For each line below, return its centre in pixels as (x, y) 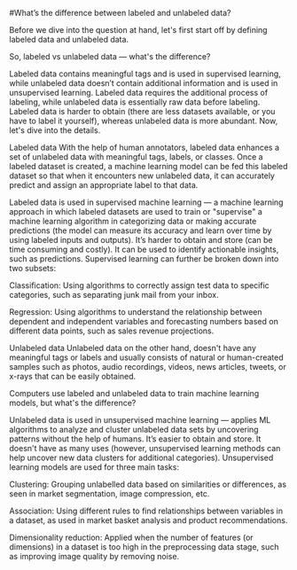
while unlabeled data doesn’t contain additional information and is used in (144, 83)
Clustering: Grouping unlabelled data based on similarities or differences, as (148, 484)
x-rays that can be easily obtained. (73, 376)
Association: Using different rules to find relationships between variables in (146, 511)
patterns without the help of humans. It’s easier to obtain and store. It (135, 439)
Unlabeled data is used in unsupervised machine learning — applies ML (140, 420)
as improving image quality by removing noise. (94, 556)
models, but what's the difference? (73, 403)
